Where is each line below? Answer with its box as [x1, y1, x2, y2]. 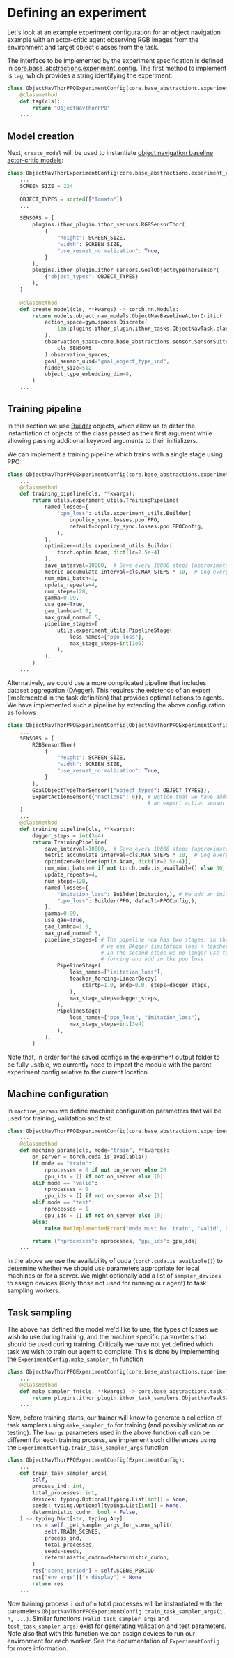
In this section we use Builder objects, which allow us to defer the [7, 421, 196, 430]
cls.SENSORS [56, 345, 92, 352]
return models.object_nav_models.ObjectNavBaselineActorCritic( [32, 312, 223, 319]
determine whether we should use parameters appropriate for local [7, 1264, 200, 1273]
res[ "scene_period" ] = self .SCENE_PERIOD [32, 1567, 155, 1574]
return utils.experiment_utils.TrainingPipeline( [32, 497, 179, 504]
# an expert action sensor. [147, 800, 229, 807]
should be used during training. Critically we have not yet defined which [7, 1340, 214, 1348]
